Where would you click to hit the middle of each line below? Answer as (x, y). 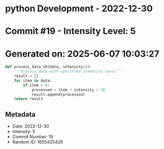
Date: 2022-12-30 (31, 126)
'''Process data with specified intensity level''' (68, 72)
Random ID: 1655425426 (38, 142)
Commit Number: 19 (33, 137)
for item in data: (33, 80)
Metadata (20, 114)
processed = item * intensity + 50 (68, 90)
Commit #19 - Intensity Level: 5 (71, 31)
